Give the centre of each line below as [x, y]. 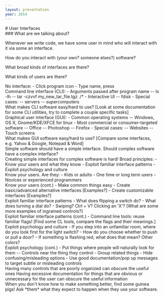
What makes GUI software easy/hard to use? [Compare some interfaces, [78, 138]
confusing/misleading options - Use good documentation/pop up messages [82, 258]
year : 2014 [16, 14]
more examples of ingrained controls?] [44, 211]
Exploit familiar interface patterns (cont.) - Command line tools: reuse [75, 216]
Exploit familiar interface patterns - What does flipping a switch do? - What [81, 200]
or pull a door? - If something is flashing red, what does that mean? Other [79, 237]
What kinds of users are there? [36, 76]
